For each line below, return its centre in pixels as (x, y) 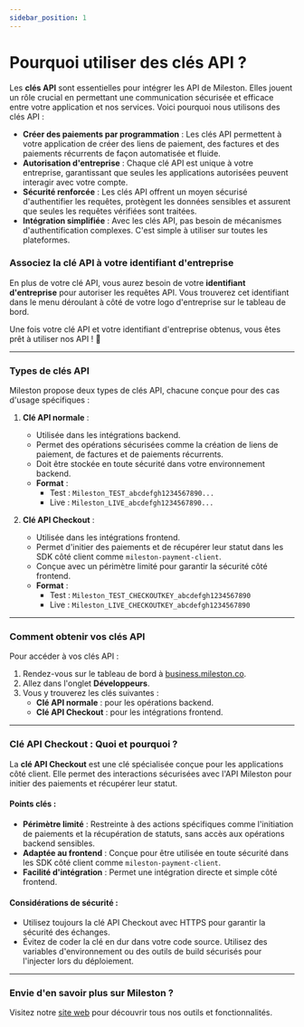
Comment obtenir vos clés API (77, 637)
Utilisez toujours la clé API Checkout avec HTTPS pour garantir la (144, 923)
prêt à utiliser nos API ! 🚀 (55, 338)
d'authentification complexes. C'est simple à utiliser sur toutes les (145, 230)
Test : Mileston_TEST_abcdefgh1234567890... (132, 493)
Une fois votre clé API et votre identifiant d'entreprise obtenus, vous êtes (145, 329)
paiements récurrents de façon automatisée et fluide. (122, 153)
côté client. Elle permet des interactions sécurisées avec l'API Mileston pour (151, 774)
